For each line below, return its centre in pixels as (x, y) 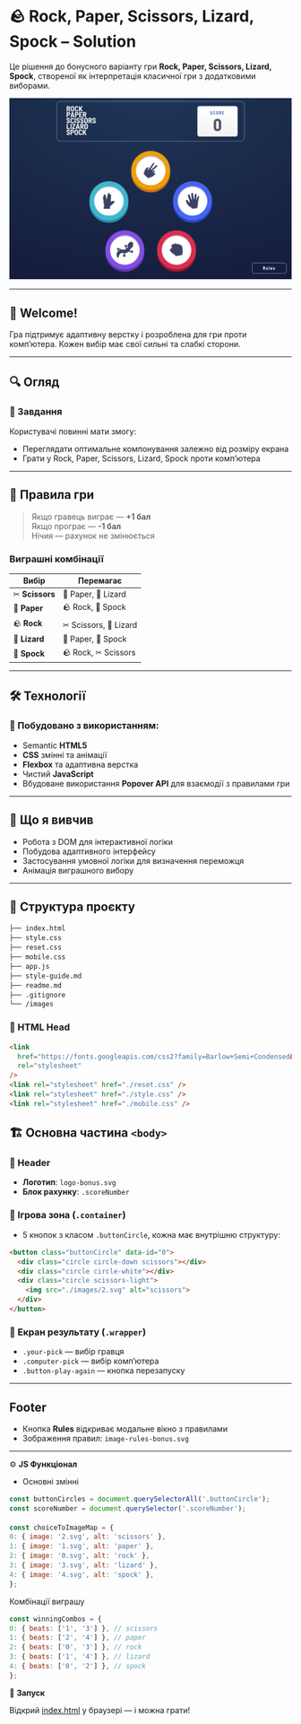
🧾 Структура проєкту (73, 907)
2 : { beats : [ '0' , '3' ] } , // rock (76, 1647)
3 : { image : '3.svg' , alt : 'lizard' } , (84, 1565)
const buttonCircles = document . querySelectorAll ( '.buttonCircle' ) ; (140, 1499)
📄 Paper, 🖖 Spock (95, 639)
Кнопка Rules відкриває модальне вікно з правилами (125, 1428)
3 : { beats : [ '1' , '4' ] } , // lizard (80, 1657)
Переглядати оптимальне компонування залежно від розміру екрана (155, 448)
